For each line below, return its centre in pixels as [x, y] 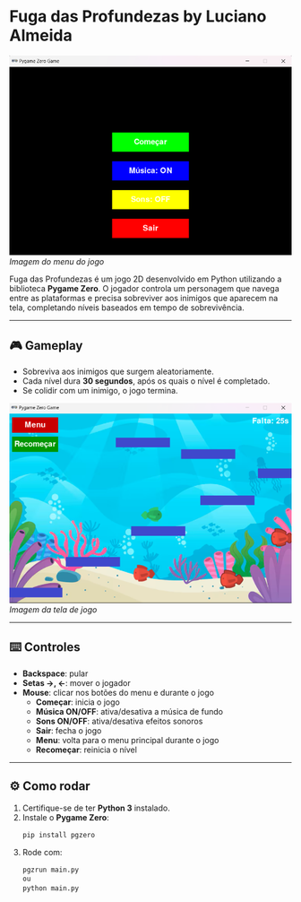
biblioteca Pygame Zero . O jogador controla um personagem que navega [144, 289]
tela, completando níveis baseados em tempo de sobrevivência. [127, 308]
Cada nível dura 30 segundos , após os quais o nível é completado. [146, 381]
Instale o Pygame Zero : [65, 817]
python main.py [51, 889]
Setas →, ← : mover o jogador [77, 682]
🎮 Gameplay [46, 346]
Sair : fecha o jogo [69, 730]
